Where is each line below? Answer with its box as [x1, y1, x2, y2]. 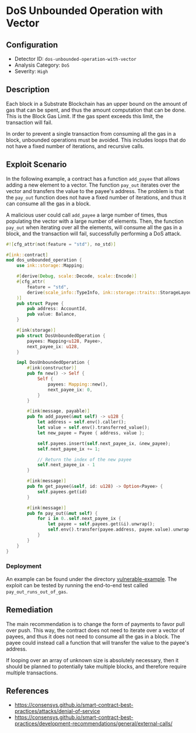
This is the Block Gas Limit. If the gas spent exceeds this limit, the [6, 112, 163, 119]
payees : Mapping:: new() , [47, 381, 108, 387]
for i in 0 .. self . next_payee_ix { [37, 516, 121, 522]
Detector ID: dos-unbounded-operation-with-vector [14, 56, 137, 62]
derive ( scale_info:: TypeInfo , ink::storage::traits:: [27, 290, 160, 295]
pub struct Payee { [16, 300, 64, 307]
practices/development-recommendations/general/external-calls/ [14, 720, 173, 727]
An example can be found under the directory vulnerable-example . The [6, 575, 177, 583]
